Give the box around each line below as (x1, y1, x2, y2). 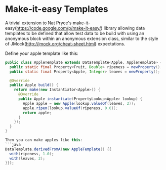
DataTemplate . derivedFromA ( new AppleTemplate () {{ (5, 147, 112, 152)
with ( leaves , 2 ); (9, 156, 45, 161)
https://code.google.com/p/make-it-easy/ (16, 25, 101, 31)
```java (5, 142, 21, 147)
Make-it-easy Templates (5, 3, 109, 15)
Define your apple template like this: (5, 50, 79, 56)
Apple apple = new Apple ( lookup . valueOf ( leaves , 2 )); (23, 101, 136, 106)
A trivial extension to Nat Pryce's (5, 20, 72, 26)
